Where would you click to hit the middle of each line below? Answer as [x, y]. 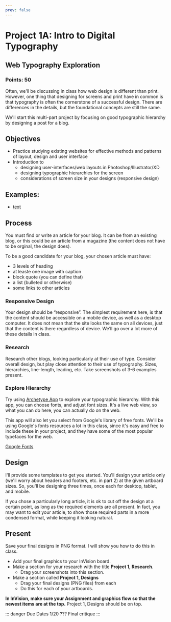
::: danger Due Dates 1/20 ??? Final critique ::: [53, 614]
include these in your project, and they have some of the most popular [79, 431]
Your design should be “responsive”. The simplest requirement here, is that [84, 312]
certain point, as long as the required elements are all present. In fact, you [83, 507]
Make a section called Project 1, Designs [56, 578]
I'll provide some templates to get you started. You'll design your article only [85, 475]
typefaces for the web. [29, 436]
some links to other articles [41, 288]
